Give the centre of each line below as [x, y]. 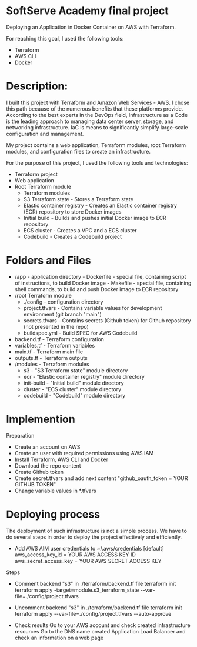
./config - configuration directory [63, 302]
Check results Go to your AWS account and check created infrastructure [102, 625]
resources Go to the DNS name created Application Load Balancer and [100, 631]
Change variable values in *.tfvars [55, 491]
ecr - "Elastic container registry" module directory [84, 376]
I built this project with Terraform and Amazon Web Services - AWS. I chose [98, 102]
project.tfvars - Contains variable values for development [93, 308]
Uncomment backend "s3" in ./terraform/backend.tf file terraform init [98, 608]
